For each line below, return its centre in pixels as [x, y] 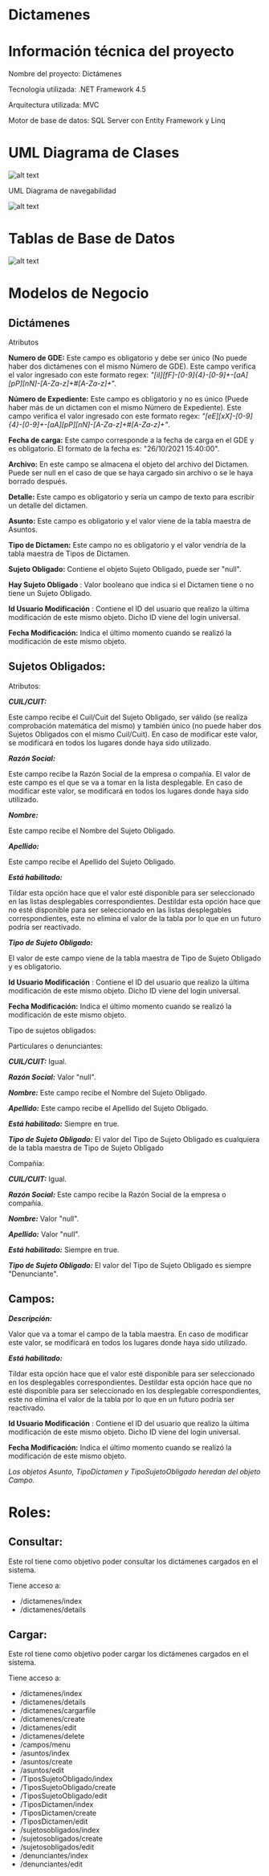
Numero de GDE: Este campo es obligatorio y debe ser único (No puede [128, 358]
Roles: [30, 1512]
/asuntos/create [46, 1762]
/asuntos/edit [42, 1770]
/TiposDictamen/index [57, 1805]
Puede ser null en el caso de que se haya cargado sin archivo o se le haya [131, 473]
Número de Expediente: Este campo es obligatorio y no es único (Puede [128, 399]
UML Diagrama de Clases [94, 153]
